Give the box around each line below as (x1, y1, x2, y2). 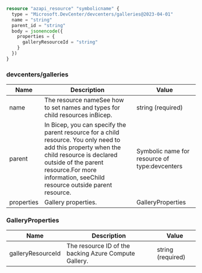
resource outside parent (44, 181, 112, 189)
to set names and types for (44, 103, 120, 112)
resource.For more (44, 166, 97, 174)
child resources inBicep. (44, 111, 112, 120)
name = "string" (11, 17, 52, 23)
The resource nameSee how (44, 96, 124, 105)
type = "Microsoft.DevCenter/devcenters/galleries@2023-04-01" (11, 11, 173, 17)
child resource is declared (44, 151, 118, 159)
